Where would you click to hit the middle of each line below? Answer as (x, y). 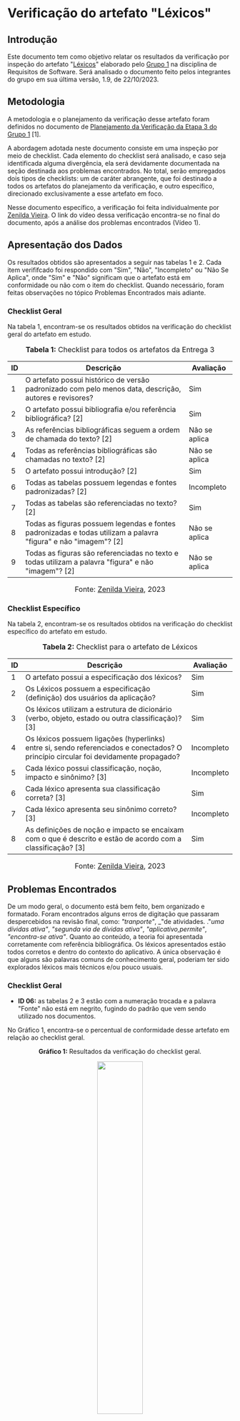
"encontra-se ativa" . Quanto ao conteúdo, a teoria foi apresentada (105, 937)
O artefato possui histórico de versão (87, 380)
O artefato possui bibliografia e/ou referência (101, 409)
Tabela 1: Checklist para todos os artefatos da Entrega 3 (120, 349)
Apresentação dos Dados (65, 245)
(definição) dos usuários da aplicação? (90, 698)
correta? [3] (45, 798)
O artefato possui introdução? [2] (81, 471)
